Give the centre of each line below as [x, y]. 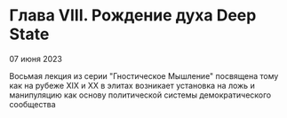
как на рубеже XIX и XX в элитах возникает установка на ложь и [132, 85]
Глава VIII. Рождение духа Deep [133, 16]
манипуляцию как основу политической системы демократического [140, 95]
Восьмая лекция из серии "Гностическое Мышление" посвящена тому [144, 75]
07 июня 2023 [36, 59]
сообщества [32, 104]
